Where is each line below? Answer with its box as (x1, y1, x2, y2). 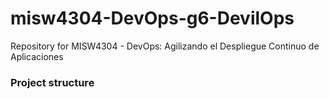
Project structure (10, 75, 95, 89)
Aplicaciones (10, 50, 64, 62)
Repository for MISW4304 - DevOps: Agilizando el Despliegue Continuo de (10, 40, 320, 52)
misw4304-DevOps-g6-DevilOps (10, 7, 295, 30)
